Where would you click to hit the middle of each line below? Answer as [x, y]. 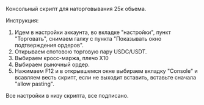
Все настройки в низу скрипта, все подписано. [67, 96]
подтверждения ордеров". [49, 45]
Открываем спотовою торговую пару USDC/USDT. [81, 52]
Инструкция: [22, 20]
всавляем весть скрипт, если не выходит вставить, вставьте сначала [105, 77]
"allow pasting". [34, 84]
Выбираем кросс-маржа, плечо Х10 [62, 58]
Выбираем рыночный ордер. [52, 64]
